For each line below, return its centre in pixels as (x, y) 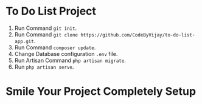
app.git (24, 41)
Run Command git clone (46, 34)
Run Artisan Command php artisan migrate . (70, 60)
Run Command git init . (46, 28)
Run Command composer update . (55, 47)
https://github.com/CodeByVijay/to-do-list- (138, 35)
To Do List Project (51, 11)
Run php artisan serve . (44, 67)
